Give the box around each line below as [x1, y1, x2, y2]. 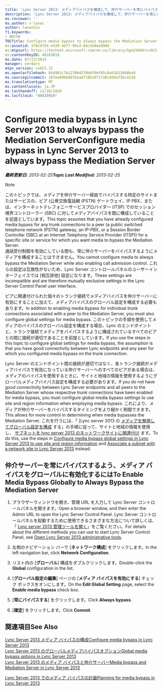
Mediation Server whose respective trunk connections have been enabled [5, 390, 153, 396]
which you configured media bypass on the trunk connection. [5, 351, 128, 357]
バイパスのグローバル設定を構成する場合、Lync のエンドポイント [21, 323, 151, 328]
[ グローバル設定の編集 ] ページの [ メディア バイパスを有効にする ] [12, 575, 141, 581]
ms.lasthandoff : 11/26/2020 [5, 89, 62, 93]
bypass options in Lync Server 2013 [5, 653, 77, 659]
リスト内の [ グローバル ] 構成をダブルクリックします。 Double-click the [12, 560, 153, 565]
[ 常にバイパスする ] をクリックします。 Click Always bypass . [12, 597, 132, 602]
